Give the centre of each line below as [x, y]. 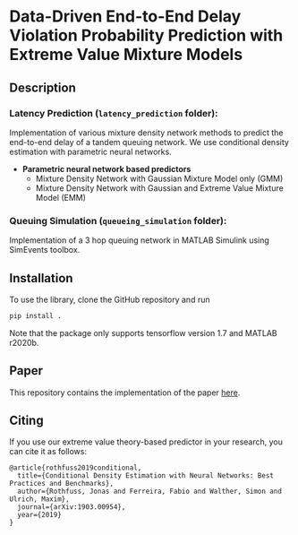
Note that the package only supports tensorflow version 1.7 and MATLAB [143, 332]
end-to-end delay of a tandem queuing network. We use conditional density [149, 142]
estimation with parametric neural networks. [90, 151]
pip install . [36, 315]
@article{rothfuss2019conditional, [76, 468]
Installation [41, 278]
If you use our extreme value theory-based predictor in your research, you [146, 442]
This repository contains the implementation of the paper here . [125, 393]
